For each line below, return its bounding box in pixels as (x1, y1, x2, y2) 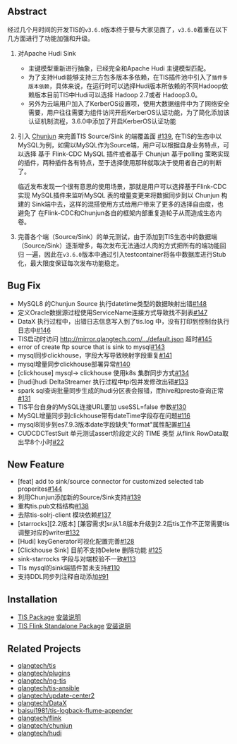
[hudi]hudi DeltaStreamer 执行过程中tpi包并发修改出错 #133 (17, 377, 189, 386)
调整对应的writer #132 (17, 528, 80, 537)
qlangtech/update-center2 (17, 691, 95, 700)
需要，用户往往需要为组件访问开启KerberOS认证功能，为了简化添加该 (28, 108, 230, 116)
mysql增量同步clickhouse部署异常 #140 (17, 360, 130, 368)
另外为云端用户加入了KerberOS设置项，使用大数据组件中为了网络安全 (28, 99, 230, 108)
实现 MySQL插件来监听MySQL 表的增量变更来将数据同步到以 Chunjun (17, 190, 220, 200)
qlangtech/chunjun (17, 721, 73, 730)
